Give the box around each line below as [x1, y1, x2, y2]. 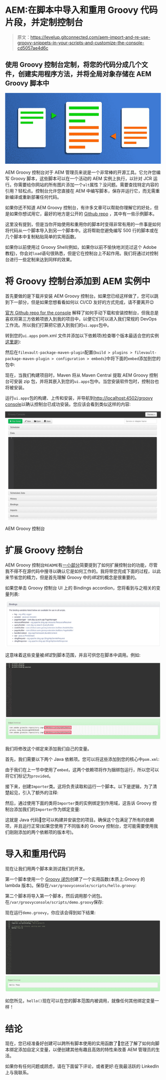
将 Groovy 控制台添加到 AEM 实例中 [5, 276, 151, 287]
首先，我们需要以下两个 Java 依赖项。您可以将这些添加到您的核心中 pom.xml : [5, 756, 160, 762]
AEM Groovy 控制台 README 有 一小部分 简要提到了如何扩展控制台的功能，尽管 [5, 562, 158, 568]
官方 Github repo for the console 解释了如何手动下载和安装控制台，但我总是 [5, 310, 159, 316]
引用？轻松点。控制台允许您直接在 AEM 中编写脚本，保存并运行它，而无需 [5, 188, 156, 194]
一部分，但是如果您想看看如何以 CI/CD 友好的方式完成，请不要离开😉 [13, 299, 154, 305]
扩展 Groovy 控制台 [5, 545, 83, 556]
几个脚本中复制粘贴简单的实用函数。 [5, 234, 79, 240]
